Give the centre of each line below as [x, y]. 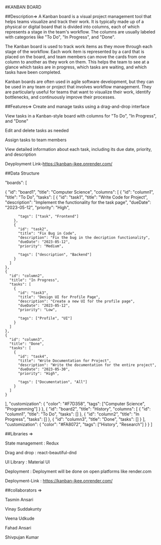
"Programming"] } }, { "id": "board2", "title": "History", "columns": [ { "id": [78, 409]
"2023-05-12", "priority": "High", [37, 207]
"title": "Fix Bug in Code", [47, 233]
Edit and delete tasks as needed [37, 130]
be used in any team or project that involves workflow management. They [78, 87]
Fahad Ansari [18, 528]
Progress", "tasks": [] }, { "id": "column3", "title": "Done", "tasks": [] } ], [75, 419]
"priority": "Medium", [41, 246]
